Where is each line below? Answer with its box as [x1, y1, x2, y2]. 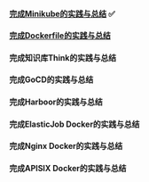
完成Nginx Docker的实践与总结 [9, 141, 123, 152]
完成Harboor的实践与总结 [9, 96, 104, 107]
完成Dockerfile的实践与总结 [9, 30, 111, 41]
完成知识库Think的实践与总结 [9, 52, 117, 62]
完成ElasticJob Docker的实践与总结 [9, 119, 140, 129]
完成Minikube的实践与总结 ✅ [9, 8, 115, 19]
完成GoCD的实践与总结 [9, 74, 94, 85]
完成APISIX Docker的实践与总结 [9, 162, 127, 173]
